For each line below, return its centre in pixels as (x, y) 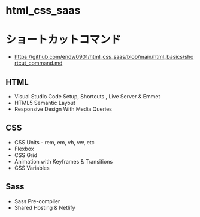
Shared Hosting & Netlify (45, 207)
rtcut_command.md (38, 63)
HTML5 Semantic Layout (45, 103)
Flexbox (24, 149)
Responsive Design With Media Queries (63, 109)
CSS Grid (25, 155)
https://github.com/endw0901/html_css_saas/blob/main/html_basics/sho (104, 57)
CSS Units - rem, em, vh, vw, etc (54, 142)
